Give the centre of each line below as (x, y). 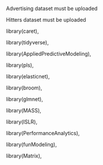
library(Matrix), (24, 156)
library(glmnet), (25, 99)
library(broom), (24, 88)
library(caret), (22, 31)
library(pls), (20, 65)
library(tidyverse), (27, 42)
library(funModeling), (31, 145)
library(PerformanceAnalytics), (43, 133)
